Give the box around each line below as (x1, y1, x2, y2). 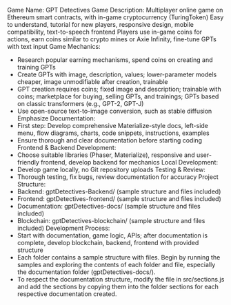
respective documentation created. (17, 290, 117, 298)
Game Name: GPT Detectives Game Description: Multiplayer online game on (7, 6, 223, 14)
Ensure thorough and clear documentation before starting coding (17, 136, 202, 144)
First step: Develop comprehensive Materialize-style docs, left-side (17, 122, 209, 129)
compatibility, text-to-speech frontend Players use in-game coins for (7, 28, 202, 36)
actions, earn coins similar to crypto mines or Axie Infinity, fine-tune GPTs (7, 35, 217, 43)
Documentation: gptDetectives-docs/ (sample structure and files (17, 202, 201, 210)
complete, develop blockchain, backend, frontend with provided (17, 239, 199, 246)
